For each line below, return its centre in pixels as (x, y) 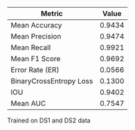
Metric (52, 13)
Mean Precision (36, 36)
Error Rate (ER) (35, 70)
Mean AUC (28, 104)
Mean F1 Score (36, 59)
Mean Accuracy (36, 25)
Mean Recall (31, 47)
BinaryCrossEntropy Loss (52, 81)
